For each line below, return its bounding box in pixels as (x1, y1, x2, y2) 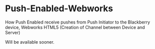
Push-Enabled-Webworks (5, 3, 113, 14)
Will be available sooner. (5, 39, 55, 45)
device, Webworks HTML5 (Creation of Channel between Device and (5, 24, 145, 30)
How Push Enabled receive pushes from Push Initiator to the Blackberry (5, 19, 150, 25)
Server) (5, 29, 21, 35)
